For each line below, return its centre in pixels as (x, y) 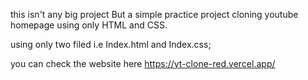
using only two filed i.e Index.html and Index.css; (111, 44)
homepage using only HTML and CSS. (89, 25)
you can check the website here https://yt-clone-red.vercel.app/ (143, 63)
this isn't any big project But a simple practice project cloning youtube (154, 14)
